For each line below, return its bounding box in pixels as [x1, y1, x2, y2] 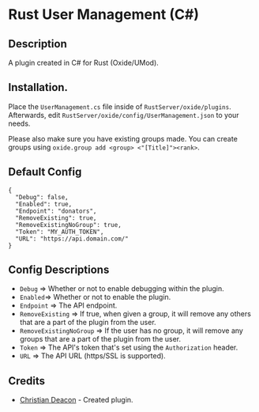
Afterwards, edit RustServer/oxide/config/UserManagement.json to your [8, 110, 239, 119]
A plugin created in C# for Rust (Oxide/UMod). [8, 58, 160, 67]
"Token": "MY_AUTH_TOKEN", [15, 228, 104, 236]
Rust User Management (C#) [8, 6, 200, 24]
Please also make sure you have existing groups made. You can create [8, 134, 238, 143]
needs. [8, 119, 31, 128]
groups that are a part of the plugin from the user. [19, 335, 182, 344]
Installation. [8, 81, 69, 94]
